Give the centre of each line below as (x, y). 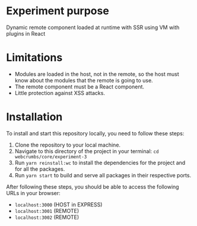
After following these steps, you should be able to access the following (93, 187)
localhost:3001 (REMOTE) (47, 211)
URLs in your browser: (33, 193)
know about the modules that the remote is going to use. (84, 80)
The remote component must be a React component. (79, 87)
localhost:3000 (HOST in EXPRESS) (58, 204)
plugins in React (26, 33)
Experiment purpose (58, 11)
